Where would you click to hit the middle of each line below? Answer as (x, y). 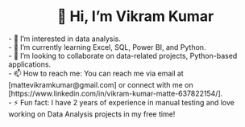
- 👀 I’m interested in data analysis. (64, 39)
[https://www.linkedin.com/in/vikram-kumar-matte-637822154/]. (116, 93)
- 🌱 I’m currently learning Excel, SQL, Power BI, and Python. (107, 47)
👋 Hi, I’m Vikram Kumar (135, 16)
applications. (29, 64)
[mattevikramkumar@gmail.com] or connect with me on (101, 84)
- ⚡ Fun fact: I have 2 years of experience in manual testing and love (122, 102)
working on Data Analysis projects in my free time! (92, 114)
